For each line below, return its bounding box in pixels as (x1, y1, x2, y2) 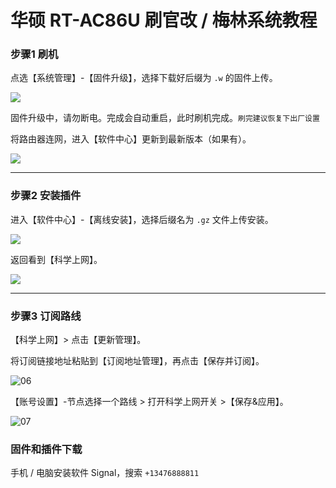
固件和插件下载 (10, 442, 83, 456)
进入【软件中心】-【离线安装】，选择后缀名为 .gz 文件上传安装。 (10, 213, 274, 225)
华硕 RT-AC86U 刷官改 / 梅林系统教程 (10, 9, 318, 32)
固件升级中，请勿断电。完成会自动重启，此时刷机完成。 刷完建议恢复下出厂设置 (10, 112, 320, 124)
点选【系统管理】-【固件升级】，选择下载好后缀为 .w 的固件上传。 (10, 72, 278, 84)
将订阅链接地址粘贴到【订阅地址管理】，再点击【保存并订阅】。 (10, 355, 265, 367)
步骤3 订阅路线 (10, 309, 82, 323)
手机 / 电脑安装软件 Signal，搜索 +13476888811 (10, 467, 200, 479)
